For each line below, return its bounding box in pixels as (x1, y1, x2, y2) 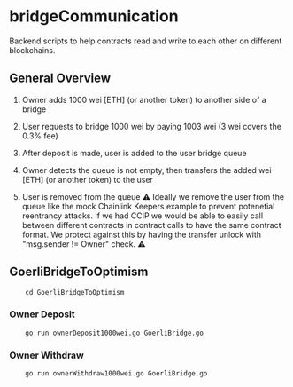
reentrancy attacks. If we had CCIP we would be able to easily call (21, 210, 264, 221)
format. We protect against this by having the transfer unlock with (21, 229, 262, 240)
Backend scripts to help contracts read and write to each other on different (9, 36, 282, 46)
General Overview (9, 71, 112, 86)
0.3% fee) (21, 130, 59, 141)
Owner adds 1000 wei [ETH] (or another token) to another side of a (21, 94, 267, 105)
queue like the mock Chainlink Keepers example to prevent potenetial (21, 201, 275, 211)
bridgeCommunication (9, 6, 179, 27)
